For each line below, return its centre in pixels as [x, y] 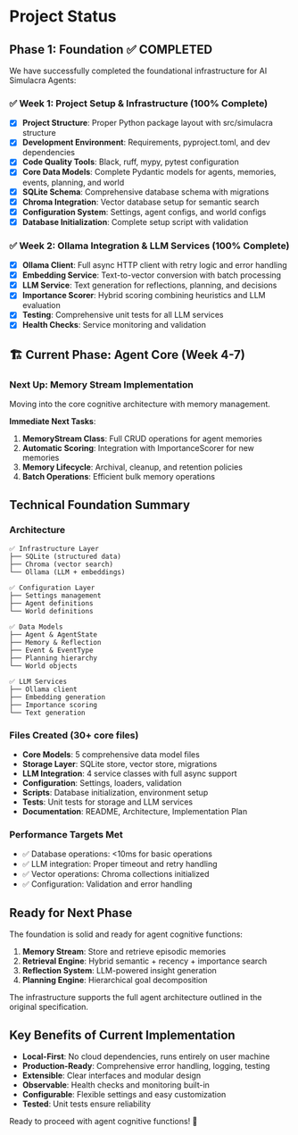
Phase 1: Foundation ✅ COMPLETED [111, 50]
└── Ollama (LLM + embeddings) [67, 572]
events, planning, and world [73, 182]
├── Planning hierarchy [54, 658]
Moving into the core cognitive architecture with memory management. [140, 405]
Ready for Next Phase [71, 913]
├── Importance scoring [54, 705]
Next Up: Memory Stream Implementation [101, 384]
